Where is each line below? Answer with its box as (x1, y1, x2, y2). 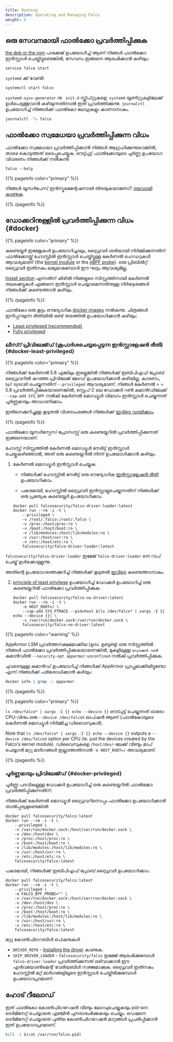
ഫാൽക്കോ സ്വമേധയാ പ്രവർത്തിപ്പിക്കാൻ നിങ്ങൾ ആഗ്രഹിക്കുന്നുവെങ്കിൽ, (5, 144, 157, 151)
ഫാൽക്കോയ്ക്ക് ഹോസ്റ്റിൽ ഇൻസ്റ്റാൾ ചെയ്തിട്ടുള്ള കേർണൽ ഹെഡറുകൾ (5, 253, 150, 259)
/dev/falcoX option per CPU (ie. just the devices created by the (21, 735, 155, 741)
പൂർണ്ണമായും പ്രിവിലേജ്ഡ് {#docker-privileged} (5, 770, 122, 777)
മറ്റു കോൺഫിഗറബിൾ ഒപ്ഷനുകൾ (5, 936, 81, 942)
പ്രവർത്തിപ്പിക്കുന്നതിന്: (5, 787, 52, 793)
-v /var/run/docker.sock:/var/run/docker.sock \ (22, 618, 128, 623)
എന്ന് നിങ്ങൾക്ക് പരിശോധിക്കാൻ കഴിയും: (5, 668, 92, 675)
